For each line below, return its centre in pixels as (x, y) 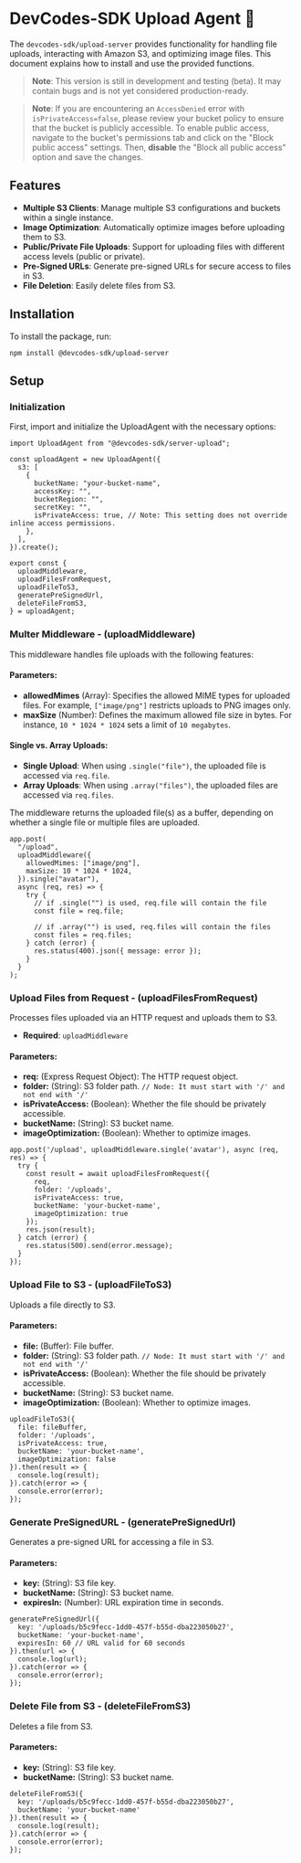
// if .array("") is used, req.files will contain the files (152, 926)
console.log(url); (53, 1659)
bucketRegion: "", (68, 500)
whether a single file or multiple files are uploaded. (105, 822)
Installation (42, 314)
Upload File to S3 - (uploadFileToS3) (91, 1285)
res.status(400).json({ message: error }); (118, 951)
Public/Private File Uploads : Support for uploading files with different (154, 247)
